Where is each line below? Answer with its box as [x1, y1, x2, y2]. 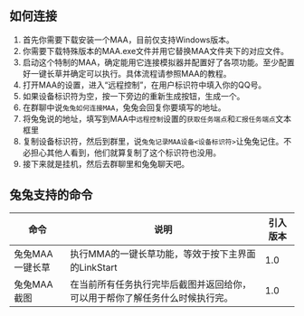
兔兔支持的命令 [9, 188, 93, 203]
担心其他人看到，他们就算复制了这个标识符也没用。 [30, 147, 222, 158]
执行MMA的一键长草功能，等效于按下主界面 [70, 247, 256, 260]
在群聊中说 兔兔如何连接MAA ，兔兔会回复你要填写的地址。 [22, 102, 226, 113]
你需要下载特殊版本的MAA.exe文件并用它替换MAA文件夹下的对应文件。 [22, 45, 290, 56]
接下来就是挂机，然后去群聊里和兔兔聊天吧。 [22, 158, 190, 169]
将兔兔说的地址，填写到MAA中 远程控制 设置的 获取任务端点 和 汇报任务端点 [22, 113, 276, 124]
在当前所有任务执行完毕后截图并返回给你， [70, 278, 252, 291]
